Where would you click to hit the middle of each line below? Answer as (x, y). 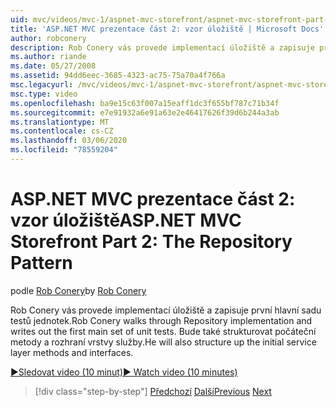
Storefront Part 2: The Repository (151, 242)
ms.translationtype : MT (60, 122)
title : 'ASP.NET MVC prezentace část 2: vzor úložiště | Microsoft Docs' (167, 29)
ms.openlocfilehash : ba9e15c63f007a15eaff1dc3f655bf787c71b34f (145, 103)
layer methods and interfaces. (72, 352)
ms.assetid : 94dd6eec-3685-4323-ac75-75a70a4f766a (118, 76)
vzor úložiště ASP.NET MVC (126, 220)
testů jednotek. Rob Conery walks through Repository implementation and (161, 320)
